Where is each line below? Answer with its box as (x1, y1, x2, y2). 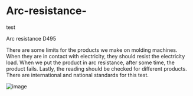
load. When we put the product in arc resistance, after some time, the (6, 59, 175, 66)
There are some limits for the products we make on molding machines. (6, 46, 178, 54)
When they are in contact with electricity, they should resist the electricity (6, 52, 185, 59)
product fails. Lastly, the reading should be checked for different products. (6, 65, 187, 72)
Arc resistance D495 (6, 35, 57, 42)
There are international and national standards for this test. (6, 71, 149, 78)
